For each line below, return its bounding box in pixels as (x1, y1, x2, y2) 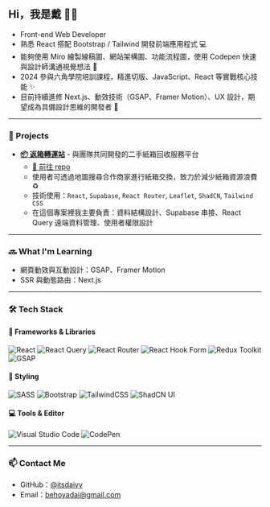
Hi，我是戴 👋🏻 (8, 7, 78, 22)
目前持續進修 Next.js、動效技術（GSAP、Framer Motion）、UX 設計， (19, 92, 248, 101)
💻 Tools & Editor (8, 409, 65, 418)
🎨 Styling (8, 372, 39, 381)
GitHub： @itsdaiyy (19, 480, 83, 489)
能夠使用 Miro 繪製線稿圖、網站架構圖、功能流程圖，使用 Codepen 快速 (19, 52, 257, 61)
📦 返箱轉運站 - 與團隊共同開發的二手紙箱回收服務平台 (19, 150, 199, 159)
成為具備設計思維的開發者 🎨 (27, 101, 119, 111)
